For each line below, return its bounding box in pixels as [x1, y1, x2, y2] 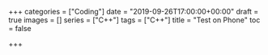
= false [8, 24, 32, 33]
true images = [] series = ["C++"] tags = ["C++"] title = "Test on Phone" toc [8, 15, 261, 25]
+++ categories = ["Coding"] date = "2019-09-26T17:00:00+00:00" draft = [8, 7, 259, 16]
